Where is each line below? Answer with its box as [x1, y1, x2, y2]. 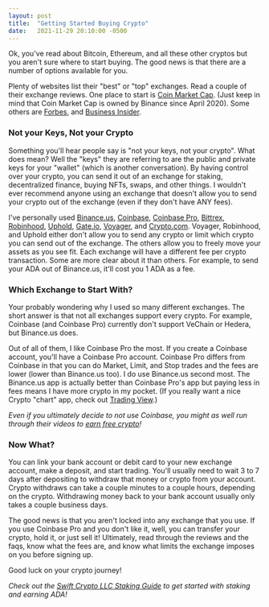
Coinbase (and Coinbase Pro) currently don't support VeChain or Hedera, [8, 319, 251, 328]
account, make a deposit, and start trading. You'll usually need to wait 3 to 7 [8, 466, 259, 476]
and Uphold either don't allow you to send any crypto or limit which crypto [8, 229, 255, 239]
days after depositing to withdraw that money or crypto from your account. [8, 474, 256, 484]
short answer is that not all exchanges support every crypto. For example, [8, 311, 253, 320]
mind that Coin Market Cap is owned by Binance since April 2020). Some [8, 98, 251, 109]
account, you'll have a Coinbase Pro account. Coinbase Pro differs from [8, 352, 246, 361]
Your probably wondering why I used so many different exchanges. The [8, 302, 245, 312]
